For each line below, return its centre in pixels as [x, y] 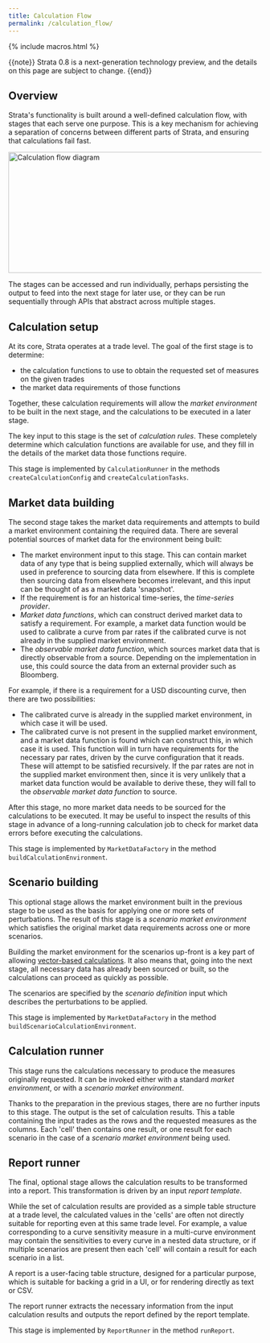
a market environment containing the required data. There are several [123, 530]
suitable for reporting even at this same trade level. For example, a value [128, 1224]
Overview [33, 96]
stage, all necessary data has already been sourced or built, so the [119, 969]
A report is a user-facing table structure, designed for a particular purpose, [133, 1274]
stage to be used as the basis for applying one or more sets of [111, 910]
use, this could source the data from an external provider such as [128, 666]
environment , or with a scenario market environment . [96, 1087]
